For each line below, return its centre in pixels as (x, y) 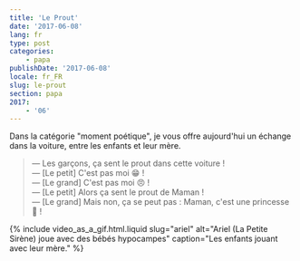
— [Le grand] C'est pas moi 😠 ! (91, 183)
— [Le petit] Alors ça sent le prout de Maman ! (118, 192)
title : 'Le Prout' (44, 18)
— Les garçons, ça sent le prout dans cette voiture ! (128, 163)
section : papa (36, 93)
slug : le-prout (38, 85)
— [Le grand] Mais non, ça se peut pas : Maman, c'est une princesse (160, 202)
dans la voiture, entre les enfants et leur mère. (95, 146)
